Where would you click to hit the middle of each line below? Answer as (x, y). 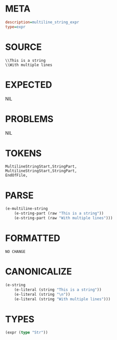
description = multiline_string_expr (42, 22)
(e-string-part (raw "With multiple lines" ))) (63, 218)
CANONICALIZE (39, 272)
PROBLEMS (29, 119)
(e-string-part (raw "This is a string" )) (59, 214)
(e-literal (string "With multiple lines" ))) (62, 299)
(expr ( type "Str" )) (27, 332)
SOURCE (23, 47)
